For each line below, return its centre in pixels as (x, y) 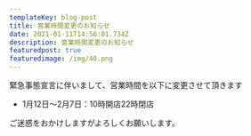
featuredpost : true (45, 51)
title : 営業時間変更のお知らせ (60, 26)
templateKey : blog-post (53, 17)
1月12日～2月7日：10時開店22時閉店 (88, 104)
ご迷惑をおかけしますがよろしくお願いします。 (94, 123)
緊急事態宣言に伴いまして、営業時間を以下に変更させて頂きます (126, 85)
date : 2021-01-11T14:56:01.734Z (69, 34)
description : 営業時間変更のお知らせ (72, 42)
